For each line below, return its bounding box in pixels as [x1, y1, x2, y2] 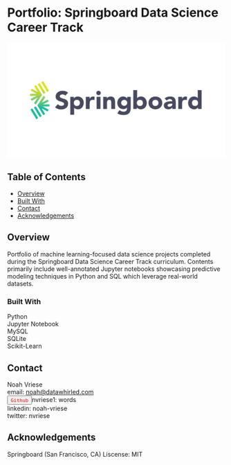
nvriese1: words [31, 395, 77, 403]
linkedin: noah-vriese [7, 404, 68, 412]
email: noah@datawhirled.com [7, 387, 94, 396]
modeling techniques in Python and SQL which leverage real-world [7, 272, 198, 280]
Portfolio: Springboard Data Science [7, 5, 219, 21]
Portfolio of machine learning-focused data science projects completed [7, 249, 211, 258]
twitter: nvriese [7, 411, 50, 420]
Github [10, 396, 29, 403]
